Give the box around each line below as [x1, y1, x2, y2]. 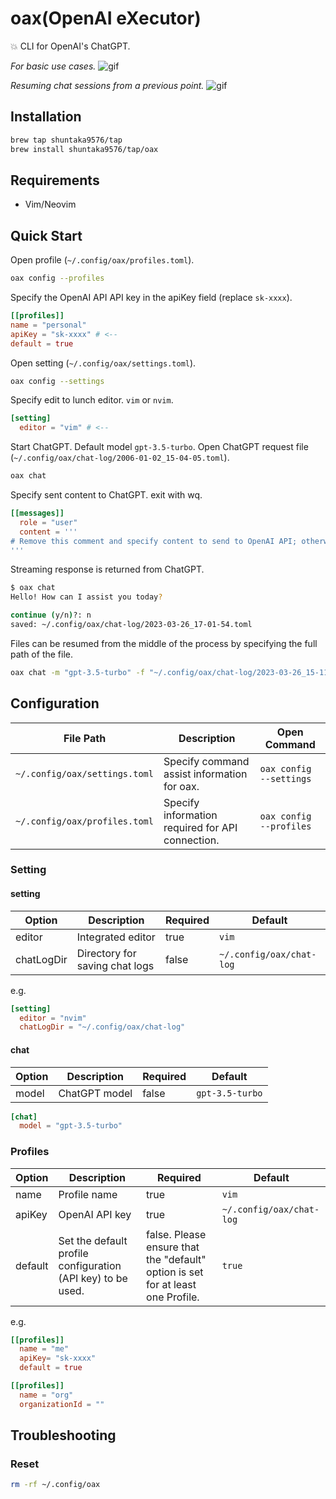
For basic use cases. [10, 60, 97, 72]
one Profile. [146, 1290, 200, 1304]
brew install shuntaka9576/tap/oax [10, 144, 159, 154]
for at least [146, 1277, 197, 1291]
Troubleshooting [10, 1427, 117, 1444]
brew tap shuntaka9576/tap [10, 135, 123, 145]
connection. [163, 833, 220, 847]
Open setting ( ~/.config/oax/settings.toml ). [10, 357, 197, 369]
